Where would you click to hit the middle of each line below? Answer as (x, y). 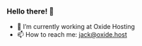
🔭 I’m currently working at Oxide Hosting (76, 27)
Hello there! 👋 (30, 11)
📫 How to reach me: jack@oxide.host (72, 35)
